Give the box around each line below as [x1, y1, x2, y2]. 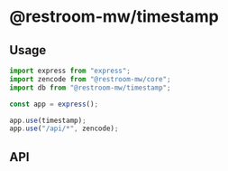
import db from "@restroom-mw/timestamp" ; [9, 83, 171, 92]
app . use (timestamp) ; [9, 116, 87, 125]
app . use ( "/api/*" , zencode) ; [9, 124, 119, 133]
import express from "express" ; [9, 66, 131, 75]
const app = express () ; [9, 100, 99, 109]
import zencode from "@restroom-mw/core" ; [9, 74, 171, 83]
